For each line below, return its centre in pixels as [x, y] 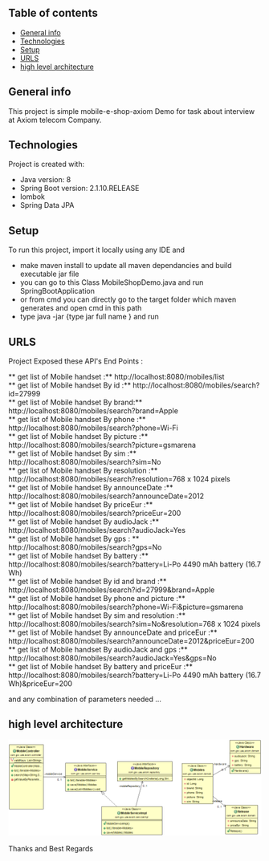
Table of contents [53, 13]
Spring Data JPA [47, 205]
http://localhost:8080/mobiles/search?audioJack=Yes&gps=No [112, 658]
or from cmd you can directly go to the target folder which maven [128, 299]
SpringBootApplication [57, 291]
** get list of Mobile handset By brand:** [75, 402]
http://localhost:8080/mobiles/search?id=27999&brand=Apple [112, 590]
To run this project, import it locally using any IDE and [97, 250]
